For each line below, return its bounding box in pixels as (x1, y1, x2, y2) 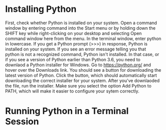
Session (5, 116, 39, 127)
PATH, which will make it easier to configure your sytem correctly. (5, 88, 140, 94)
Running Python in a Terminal (5, 105, 129, 117)
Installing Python (5, 3, 77, 15)
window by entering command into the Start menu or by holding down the (5, 25, 156, 31)
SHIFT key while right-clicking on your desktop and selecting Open (5, 30, 142, 36)
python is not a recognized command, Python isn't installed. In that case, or (5, 51, 160, 57)
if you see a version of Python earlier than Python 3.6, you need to (5, 56, 141, 62)
